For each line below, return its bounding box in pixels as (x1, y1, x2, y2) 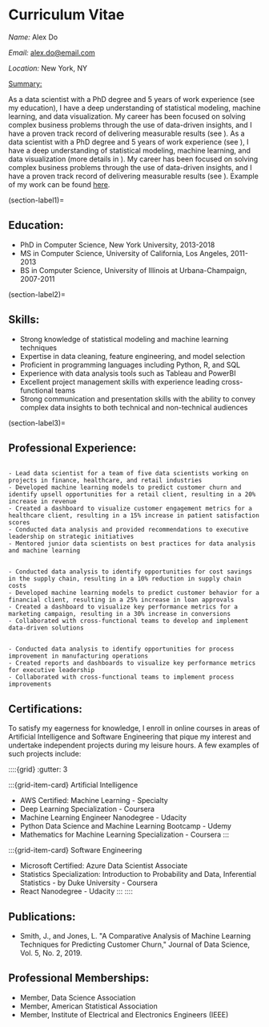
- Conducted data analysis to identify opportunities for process (8, 645, 235, 654)
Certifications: (8, 702, 82, 715)
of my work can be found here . (8, 179, 110, 190)
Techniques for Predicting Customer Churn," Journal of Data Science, (19, 939, 251, 949)
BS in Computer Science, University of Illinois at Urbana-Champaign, (19, 265, 247, 275)
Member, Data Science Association (19, 992, 136, 1002)
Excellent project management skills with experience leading (19, 377, 220, 386)
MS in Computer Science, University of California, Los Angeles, (19, 248, 229, 258)
